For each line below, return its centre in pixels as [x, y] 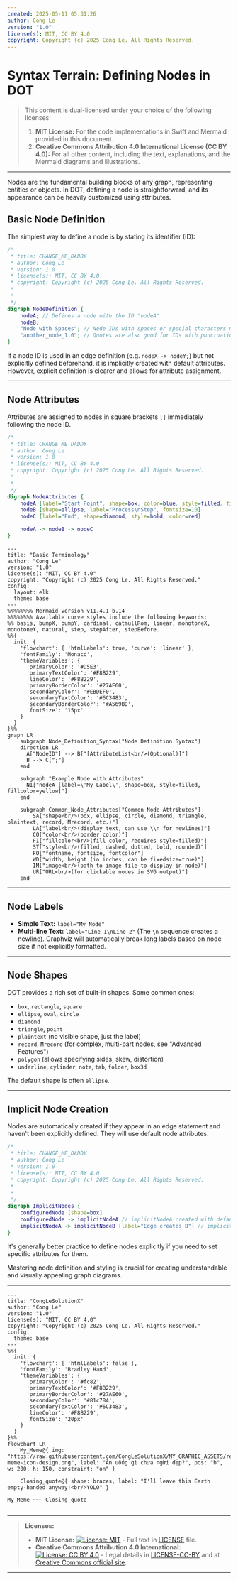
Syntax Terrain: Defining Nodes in [109, 76]
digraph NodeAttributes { [45, 497]
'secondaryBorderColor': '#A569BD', [80, 704]
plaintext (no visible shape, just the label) [79, 1036]
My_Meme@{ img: [42, 1450]
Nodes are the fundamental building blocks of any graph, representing [110, 182]
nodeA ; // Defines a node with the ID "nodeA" [90, 316]
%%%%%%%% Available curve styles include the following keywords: [107, 617]
